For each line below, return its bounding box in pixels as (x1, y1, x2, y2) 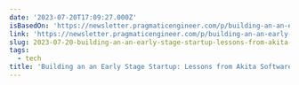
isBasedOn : (9, 21, 50, 30)
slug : (9, 37, 29, 47)
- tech (17, 54, 42, 63)
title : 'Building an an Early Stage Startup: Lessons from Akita (9, 63, 256, 72)
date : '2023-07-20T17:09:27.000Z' (9, 12, 138, 22)
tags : (9, 46, 29, 55)
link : (9, 29, 29, 38)
